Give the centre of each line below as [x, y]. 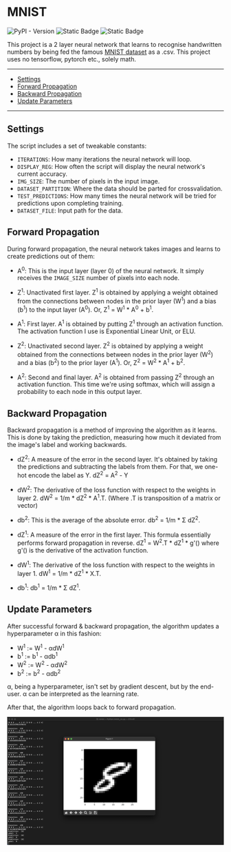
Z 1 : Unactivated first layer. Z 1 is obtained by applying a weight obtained [118, 292]
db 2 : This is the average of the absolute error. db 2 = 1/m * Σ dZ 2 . [109, 519]
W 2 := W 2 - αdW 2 [42, 664]
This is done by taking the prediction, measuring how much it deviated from [114, 437]
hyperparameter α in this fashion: [54, 633]
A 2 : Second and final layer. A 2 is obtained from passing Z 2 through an [115, 377]
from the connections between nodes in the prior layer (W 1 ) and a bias [117, 300]
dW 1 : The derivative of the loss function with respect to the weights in [116, 564]
